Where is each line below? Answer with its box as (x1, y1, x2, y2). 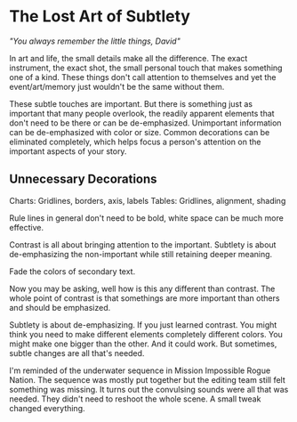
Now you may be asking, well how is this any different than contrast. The (9, 283, 276, 294)
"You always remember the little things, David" (9, 36, 181, 46)
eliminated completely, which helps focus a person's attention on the (9, 136, 261, 147)
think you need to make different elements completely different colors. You (9, 329, 283, 339)
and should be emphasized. (9, 302, 111, 312)
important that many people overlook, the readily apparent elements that (9, 108, 275, 118)
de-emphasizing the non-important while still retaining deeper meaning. (9, 248, 273, 259)
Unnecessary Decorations (9, 172, 157, 187)
